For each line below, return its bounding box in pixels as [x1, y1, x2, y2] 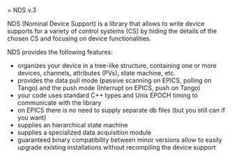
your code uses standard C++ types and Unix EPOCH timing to [17, 91, 199, 99]
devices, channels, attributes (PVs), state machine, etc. [17, 69, 176, 77]
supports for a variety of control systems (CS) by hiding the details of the [7, 27, 217, 35]
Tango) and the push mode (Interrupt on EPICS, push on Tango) [17, 84, 201, 92]
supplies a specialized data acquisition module [17, 129, 152, 136]
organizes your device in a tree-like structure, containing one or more [17, 62, 217, 69]
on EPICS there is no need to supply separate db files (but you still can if [17, 106, 225, 114]
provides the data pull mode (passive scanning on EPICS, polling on [17, 76, 212, 85]
